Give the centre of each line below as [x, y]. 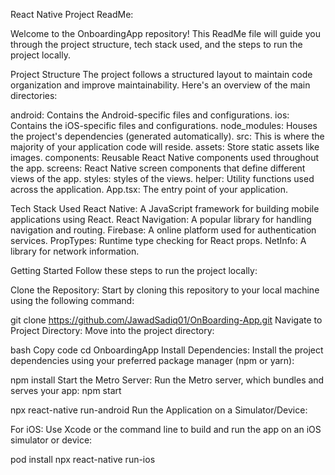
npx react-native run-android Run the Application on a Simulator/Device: [159, 410]
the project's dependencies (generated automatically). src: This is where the [167, 136]
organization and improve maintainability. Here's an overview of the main [160, 85]
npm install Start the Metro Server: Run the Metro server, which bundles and [167, 380]
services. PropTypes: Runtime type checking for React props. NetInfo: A [158, 240]
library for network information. [75, 251]
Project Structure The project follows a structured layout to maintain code [161, 74]
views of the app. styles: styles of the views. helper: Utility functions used [162, 178]
